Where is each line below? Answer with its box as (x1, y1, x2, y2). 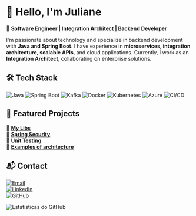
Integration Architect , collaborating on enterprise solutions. (6, 55, 152, 62)
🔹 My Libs (6, 124, 31, 132)
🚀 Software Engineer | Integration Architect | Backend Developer (6, 25, 167, 32)
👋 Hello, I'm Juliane (6, 5, 102, 19)
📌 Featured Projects (6, 109, 80, 119)
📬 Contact (6, 161, 48, 171)
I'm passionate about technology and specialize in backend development (6, 36, 184, 43)
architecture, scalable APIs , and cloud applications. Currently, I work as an (6, 48, 190, 55)
